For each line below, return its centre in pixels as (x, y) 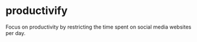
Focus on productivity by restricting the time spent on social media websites (98, 27)
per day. (16, 33)
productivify (37, 11)
